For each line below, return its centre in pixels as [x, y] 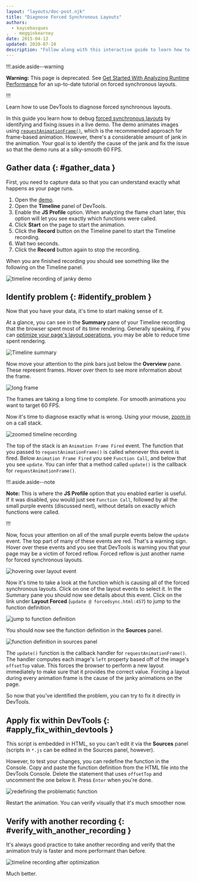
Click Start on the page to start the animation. [70, 224]
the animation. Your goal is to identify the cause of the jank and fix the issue [98, 143]
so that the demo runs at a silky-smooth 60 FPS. [64, 149]
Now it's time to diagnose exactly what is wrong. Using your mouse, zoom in [98, 417]
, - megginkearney [30, 33]
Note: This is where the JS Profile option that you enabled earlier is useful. [96, 493]
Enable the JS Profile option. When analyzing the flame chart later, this [100, 212]
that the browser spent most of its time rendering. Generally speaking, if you [98, 329]
